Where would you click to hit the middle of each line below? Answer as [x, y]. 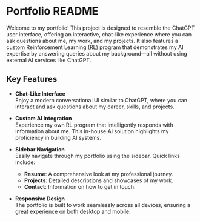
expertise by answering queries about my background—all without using [97, 53]
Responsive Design [40, 199]
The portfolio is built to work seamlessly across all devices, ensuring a [103, 205]
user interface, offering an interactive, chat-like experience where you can [99, 34]
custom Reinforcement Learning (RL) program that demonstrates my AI [95, 47]
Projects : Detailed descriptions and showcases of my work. [99, 180]
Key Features [32, 79]
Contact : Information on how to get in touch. [80, 186]
